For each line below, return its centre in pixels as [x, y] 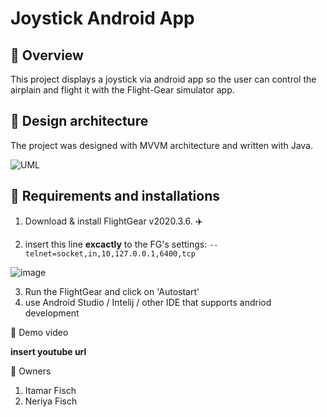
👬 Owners [31, 371]
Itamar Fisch [50, 390]
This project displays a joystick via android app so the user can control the [163, 79]
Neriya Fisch [51, 401]
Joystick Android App [102, 18]
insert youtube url [48, 351]
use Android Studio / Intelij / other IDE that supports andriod [148, 302]
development [52, 313]
